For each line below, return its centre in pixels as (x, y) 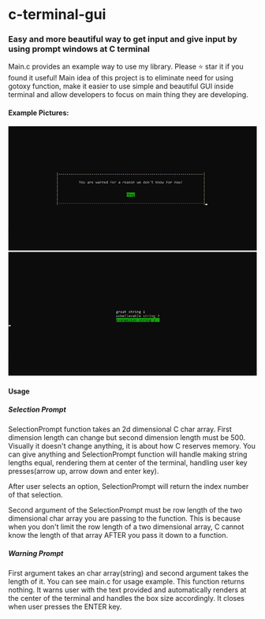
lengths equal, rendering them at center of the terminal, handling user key (128, 462)
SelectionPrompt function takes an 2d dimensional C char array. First (120, 429)
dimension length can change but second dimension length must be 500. (127, 437)
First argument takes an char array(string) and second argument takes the (129, 572)
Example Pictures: (39, 113)
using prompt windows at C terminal (79, 49)
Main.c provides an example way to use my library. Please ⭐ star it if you (126, 67)
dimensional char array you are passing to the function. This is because (124, 518)
